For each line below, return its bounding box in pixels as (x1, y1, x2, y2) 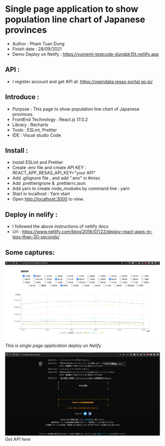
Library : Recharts (12, 122, 49, 128)
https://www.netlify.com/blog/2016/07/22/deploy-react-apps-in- (22, 229, 153, 235)
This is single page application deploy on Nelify (5, 343, 102, 348)
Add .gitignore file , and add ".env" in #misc (12, 175, 101, 181)
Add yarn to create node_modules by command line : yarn (12, 186, 130, 192)
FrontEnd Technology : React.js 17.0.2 (12, 116, 88, 122)
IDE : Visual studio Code (12, 132, 61, 138)
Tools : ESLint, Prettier (12, 127, 57, 133)
